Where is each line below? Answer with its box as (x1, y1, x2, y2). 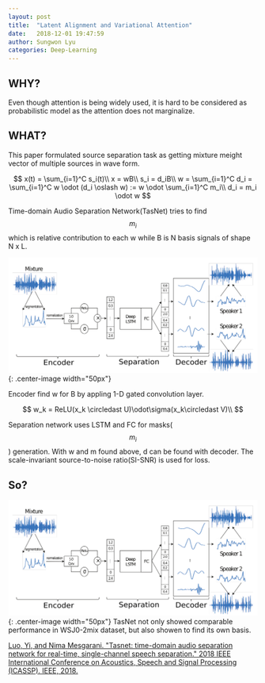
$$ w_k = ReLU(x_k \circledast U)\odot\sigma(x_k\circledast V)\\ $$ (22, 405, 244, 414)
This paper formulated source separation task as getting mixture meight (8, 150, 243, 159)
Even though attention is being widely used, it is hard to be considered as (8, 98, 248, 107)
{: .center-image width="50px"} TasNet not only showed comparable (8, 616, 233, 626)
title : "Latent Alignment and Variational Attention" (8, 21, 193, 29)
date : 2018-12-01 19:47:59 (8, 29, 104, 37)
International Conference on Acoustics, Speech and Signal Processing (8, 657, 237, 666)
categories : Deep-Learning (8, 46, 97, 55)
